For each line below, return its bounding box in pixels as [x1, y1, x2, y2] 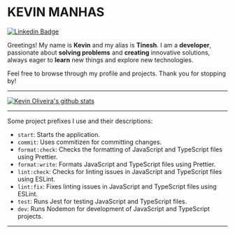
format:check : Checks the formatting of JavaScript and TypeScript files [17, 145, 222, 154]
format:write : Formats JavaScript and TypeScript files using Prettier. [17, 160, 216, 168]
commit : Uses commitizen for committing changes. [17, 138, 162, 146]
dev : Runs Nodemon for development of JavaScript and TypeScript [17, 204, 210, 213]
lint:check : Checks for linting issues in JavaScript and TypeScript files [17, 167, 222, 175]
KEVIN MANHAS [7, 4, 105, 20]
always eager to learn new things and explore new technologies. [7, 55, 194, 64]
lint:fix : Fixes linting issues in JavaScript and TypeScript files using [17, 182, 217, 191]
